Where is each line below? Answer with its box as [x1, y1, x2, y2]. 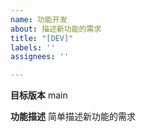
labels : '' [10, 42, 56, 53]
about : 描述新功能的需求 [10, 24, 102, 34]
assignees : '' [10, 52, 70, 62]
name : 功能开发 [10, 14, 68, 25]
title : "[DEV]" [10, 33, 74, 43]
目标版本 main [10, 89, 68, 101]
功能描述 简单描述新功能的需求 [10, 111, 136, 123]
